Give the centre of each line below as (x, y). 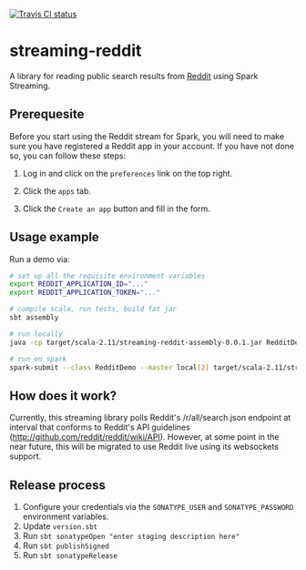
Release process (58, 485)
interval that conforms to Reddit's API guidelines (100, 427)
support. (25, 456)
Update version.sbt (60, 526)
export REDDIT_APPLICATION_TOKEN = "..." (85, 293)
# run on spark (38, 359)
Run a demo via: (40, 259)
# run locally (36, 334)
